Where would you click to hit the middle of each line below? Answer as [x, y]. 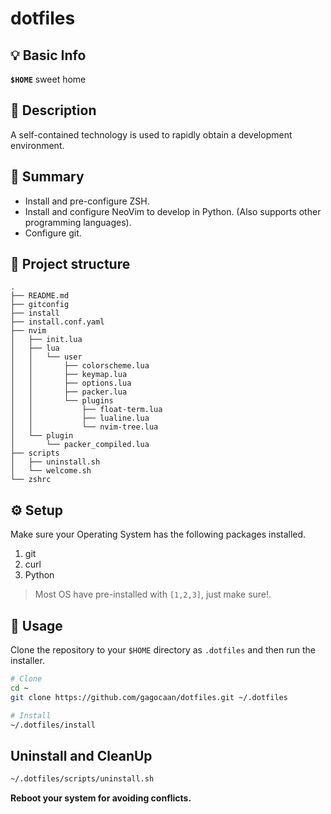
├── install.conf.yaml [57, 322]
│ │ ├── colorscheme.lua [80, 366]
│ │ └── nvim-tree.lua [84, 427]
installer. [27, 661]
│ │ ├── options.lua [71, 383]
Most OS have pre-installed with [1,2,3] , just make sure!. [153, 594]
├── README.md [40, 296]
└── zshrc [31, 480]
